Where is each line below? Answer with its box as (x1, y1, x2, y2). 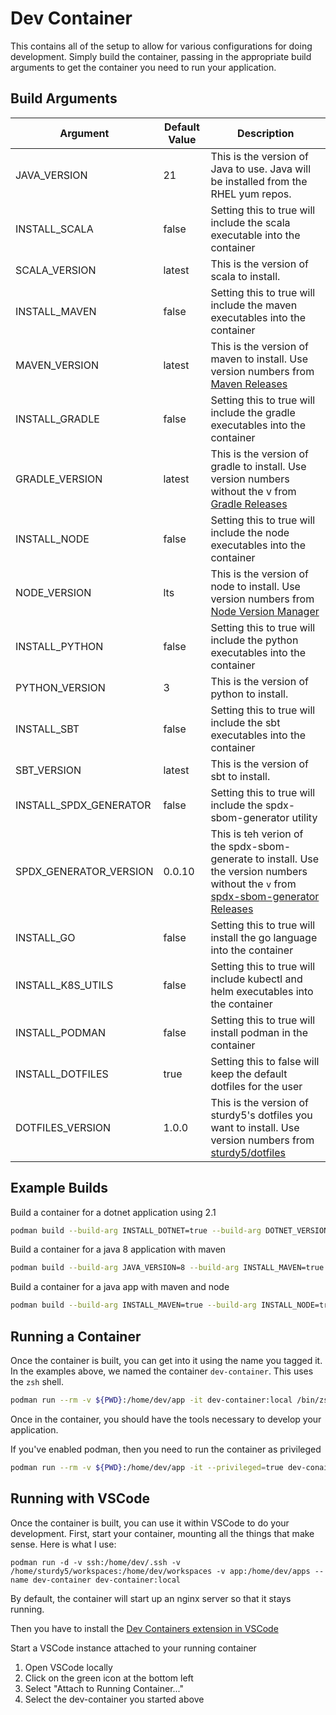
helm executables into (210, 984, 314, 998)
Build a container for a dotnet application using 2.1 (10, 1206, 217, 1218)
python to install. (210, 687, 289, 701)
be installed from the (210, 174, 308, 188)
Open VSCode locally (24, 1661, 113, 1673)
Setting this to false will (210, 1054, 320, 1068)
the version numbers (210, 864, 308, 878)
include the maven (210, 298, 298, 312)
